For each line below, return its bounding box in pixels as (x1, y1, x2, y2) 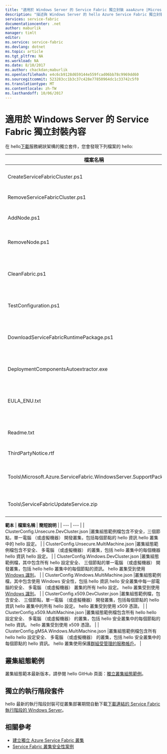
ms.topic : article (5, 49, 43, 54)
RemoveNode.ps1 (7, 239, 50, 246)
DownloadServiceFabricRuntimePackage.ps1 (7, 334, 113, 341)
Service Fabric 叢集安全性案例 (12, 743, 74, 750)
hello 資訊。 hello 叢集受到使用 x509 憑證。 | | (5, 622, 99, 628)
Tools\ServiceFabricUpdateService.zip (7, 501, 98, 508)
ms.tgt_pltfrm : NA (5, 53, 43, 59)
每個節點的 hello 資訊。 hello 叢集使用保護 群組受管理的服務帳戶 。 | (5, 640, 142, 646)
